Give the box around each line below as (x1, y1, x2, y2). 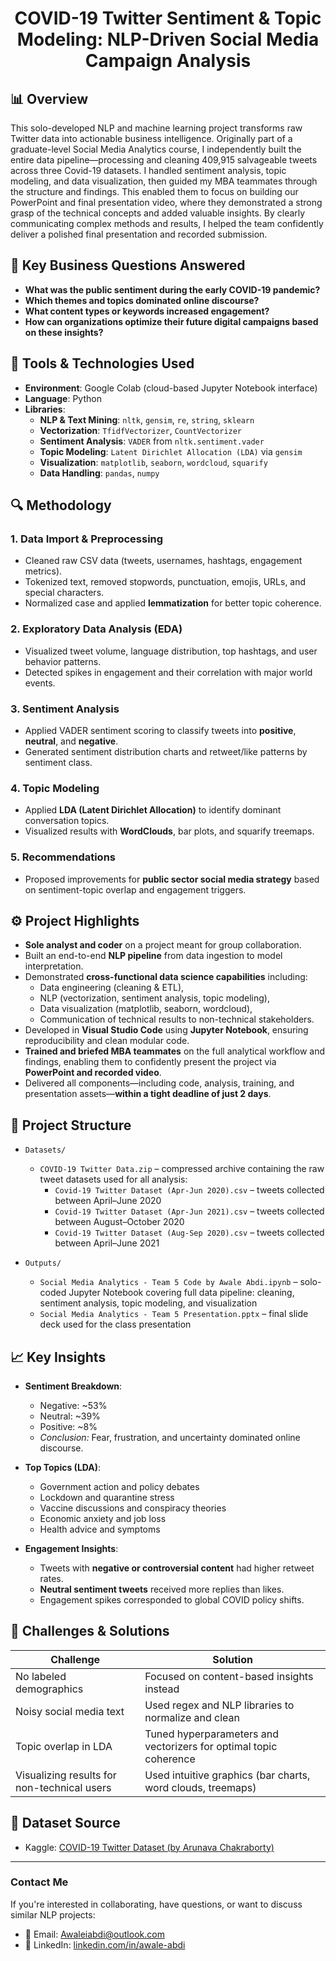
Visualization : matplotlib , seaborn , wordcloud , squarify (39, 456, 268, 468)
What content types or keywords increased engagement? (24, 305, 270, 317)
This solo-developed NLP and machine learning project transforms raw (10, 122, 303, 134)
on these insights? (24, 326, 104, 338)
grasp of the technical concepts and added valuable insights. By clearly (10, 207, 306, 219)
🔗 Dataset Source (10, 1815, 121, 1832)
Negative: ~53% (39, 1399, 108, 1411)
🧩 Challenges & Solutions (10, 1623, 170, 1640)
